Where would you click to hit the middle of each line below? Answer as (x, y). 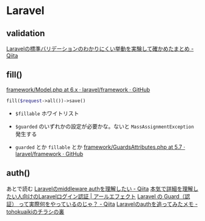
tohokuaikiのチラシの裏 (35, 211)
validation (26, 33)
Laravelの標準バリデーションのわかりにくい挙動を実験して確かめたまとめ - (100, 49)
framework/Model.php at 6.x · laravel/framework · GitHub (78, 89)
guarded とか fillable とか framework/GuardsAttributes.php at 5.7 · (100, 147)
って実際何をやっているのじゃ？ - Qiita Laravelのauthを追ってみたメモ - (108, 204)
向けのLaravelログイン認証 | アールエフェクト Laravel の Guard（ (103, 196)
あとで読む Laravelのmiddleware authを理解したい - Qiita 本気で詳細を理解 (100, 189)
